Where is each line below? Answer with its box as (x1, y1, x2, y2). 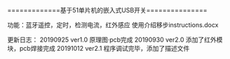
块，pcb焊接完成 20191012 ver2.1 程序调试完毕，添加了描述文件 (7, 44, 190, 52)
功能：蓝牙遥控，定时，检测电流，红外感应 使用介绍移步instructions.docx (7, 21, 219, 29)
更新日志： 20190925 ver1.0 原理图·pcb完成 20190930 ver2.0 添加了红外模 (7, 35, 223, 44)
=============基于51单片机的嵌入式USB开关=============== (7, 6, 208, 14)
